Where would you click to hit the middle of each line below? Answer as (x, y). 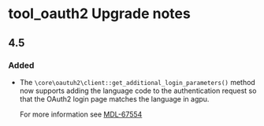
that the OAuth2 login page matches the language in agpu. (114, 98)
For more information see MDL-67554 (81, 114)
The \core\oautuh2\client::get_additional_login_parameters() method (138, 82)
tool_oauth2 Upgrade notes (99, 14)
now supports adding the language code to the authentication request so (138, 91)
